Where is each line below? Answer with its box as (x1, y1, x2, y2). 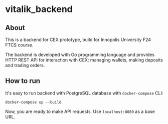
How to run (5, 76, 41, 85)
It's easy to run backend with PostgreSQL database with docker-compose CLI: (5, 90, 163, 96)
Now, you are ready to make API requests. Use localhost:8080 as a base (5, 108, 155, 114)
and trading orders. (5, 62, 45, 68)
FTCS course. (5, 42, 34, 48)
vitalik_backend (5, 3, 73, 15)
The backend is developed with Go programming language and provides (5, 51, 154, 57)
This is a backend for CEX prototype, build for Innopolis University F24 (5, 36, 151, 42)
